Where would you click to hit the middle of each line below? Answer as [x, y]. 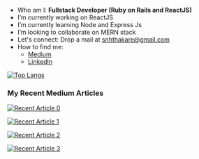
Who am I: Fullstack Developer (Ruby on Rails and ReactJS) [104, 10]
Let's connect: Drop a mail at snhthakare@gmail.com [93, 40]
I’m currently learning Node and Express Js [79, 25]
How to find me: [40, 47]
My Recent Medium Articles [56, 93]
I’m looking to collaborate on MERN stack [76, 32]
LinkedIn [40, 61]
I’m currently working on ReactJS [65, 17]
